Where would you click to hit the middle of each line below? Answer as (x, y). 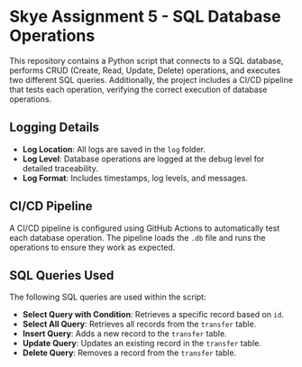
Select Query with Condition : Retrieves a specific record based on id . (153, 315)
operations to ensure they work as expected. (92, 247)
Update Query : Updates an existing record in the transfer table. (142, 344)
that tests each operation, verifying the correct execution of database (138, 89)
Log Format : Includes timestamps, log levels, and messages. (135, 178)
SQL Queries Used (62, 275)
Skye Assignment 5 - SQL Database (145, 17)
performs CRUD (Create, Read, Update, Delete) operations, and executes (145, 70)
